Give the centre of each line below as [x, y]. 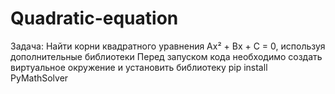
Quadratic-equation [94, 18]
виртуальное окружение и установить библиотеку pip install [139, 67]
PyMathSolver [39, 78]
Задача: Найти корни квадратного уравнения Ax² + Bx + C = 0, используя [168, 46]
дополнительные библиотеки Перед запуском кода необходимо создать [166, 56]
